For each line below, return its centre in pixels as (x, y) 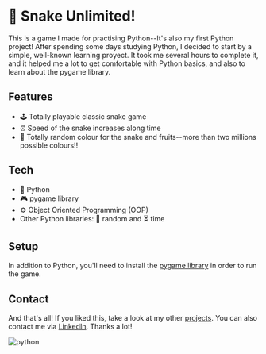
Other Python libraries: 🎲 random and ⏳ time (92, 218)
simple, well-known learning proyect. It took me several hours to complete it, (133, 55)
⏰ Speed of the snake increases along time (90, 128)
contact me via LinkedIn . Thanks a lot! (70, 327)
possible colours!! (49, 145)
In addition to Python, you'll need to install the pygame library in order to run (133, 266)
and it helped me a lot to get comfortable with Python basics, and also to (127, 63)
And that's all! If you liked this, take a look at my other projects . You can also (133, 318)
